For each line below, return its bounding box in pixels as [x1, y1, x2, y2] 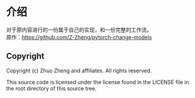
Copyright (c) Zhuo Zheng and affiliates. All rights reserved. [6, 67, 152, 74]
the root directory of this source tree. [6, 84, 97, 92]
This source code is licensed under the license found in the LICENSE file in [6, 78, 189, 86]
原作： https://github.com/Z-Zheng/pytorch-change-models [6, 33, 152, 40]
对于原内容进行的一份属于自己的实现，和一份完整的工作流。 [6, 26, 152, 33]
